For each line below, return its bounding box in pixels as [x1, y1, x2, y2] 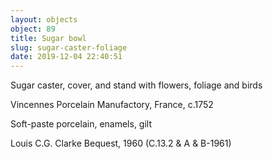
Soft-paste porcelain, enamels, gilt [10, 118, 153, 130]
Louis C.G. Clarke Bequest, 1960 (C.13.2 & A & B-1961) [10, 137, 232, 150]
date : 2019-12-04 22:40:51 [10, 52, 123, 62]
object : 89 [10, 24, 56, 34]
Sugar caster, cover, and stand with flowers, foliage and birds [10, 79, 263, 91]
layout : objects [10, 14, 78, 25]
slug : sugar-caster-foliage [10, 42, 128, 53]
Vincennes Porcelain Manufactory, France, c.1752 [10, 99, 214, 111]
